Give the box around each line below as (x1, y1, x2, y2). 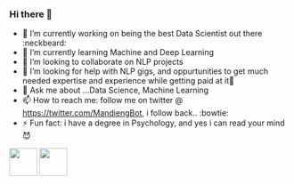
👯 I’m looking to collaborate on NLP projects (21, 57, 184, 68)
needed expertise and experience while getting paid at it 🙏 (21, 76, 234, 86)
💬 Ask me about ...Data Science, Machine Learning (21, 84, 209, 96)
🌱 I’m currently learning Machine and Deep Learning (21, 47, 215, 58)
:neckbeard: (21, 37, 67, 48)
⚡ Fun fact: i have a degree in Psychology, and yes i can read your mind (21, 117, 285, 128)
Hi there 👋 (9, 8, 53, 20)
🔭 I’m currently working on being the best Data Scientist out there (21, 28, 263, 39)
